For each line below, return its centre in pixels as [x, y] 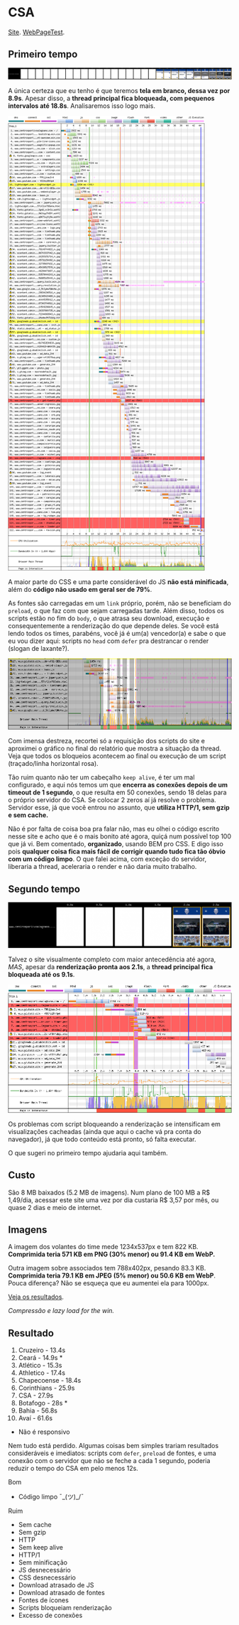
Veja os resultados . [36, 1297]
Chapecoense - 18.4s [50, 1381]
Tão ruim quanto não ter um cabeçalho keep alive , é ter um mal [101, 777]
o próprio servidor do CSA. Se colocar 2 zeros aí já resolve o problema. [112, 800]
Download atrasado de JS [56, 1585]
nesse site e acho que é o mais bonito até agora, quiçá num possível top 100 [120, 836]
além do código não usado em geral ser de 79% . [80, 589]
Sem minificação [43, 1562]
